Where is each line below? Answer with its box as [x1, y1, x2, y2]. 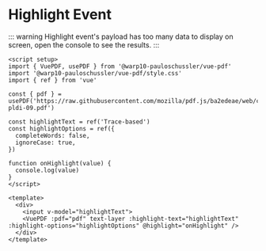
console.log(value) [15, 166, 80, 174]
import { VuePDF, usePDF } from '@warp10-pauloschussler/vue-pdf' [8, 62, 232, 70]
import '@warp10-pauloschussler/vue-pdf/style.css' [8, 69, 182, 77]
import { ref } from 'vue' [8, 76, 97, 84]
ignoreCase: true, [15, 139, 77, 146]
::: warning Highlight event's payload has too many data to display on [8, 32, 234, 41]
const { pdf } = [8, 89, 62, 98]
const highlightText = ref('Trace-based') [8, 117, 150, 126]
